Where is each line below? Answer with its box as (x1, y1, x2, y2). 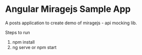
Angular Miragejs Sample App (5, 3, 131, 15)
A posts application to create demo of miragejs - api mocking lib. (5, 20, 137, 26)
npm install (12, 39, 35, 45)
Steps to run (5, 29, 31, 35)
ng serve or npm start (12, 44, 57, 50)
